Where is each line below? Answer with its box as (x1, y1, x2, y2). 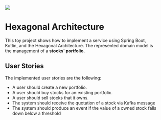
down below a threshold (12, 110, 61, 116)
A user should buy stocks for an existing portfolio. (12, 89, 113, 95)
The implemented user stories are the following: (5, 75, 102, 80)
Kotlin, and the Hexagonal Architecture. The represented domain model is (5, 42, 153, 48)
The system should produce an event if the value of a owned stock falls (12, 105, 157, 111)
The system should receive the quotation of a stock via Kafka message (12, 100, 156, 106)
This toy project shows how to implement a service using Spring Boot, (5, 37, 146, 43)
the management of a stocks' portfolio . (5, 48, 85, 54)
